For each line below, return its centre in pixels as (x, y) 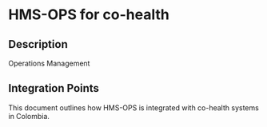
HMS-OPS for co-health (89, 15)
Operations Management (49, 63)
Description (38, 44)
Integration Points (54, 88)
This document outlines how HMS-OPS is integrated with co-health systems (134, 107)
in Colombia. (29, 116)
